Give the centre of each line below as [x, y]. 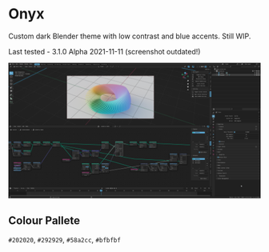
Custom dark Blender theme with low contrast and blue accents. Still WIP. [130, 36]
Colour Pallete [44, 221]
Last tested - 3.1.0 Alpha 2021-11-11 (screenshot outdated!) [104, 51]
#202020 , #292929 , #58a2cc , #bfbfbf [65, 240]
